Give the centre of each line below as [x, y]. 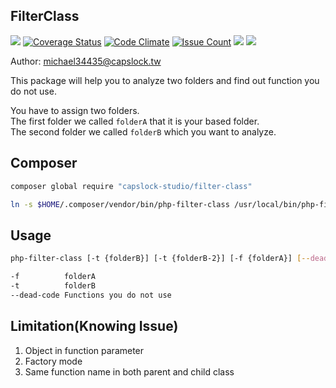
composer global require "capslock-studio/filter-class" [131, 186]
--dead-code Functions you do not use [91, 295]
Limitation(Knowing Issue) [94, 326]
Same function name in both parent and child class [129, 371]
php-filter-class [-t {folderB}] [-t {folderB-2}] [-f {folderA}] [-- [160, 259]
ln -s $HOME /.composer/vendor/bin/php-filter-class [120, 204]
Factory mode [53, 361]
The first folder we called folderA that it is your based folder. [135, 121]
